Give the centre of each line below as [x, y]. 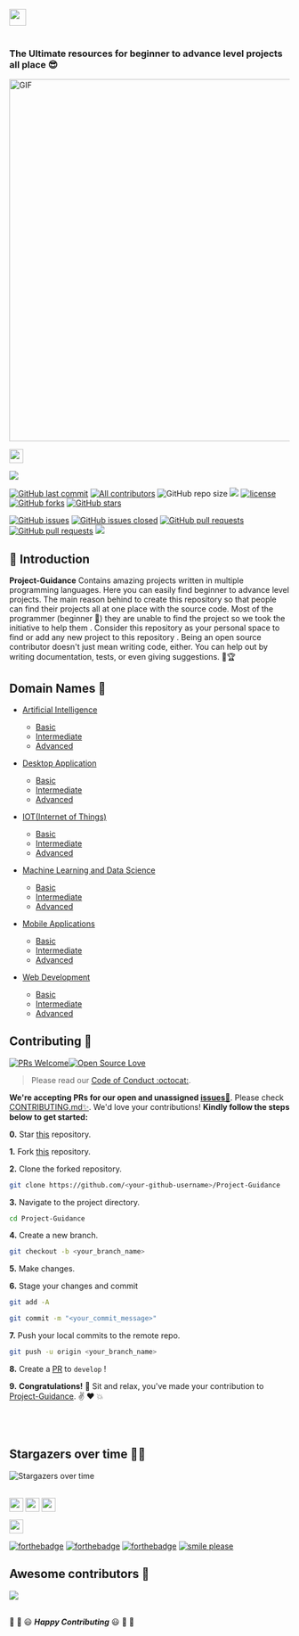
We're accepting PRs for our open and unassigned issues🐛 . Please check [147, 1098]
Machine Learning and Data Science [89, 870]
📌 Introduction [50, 559]
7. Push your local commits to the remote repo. [95, 1336]
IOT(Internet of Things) [64, 817]
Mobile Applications [58, 924]
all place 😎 [33, 64]
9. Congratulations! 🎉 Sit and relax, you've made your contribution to [137, 1385]
